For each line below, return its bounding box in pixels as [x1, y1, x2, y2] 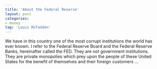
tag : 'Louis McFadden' [5, 25, 51, 30]
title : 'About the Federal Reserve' [5, 7, 79, 12]
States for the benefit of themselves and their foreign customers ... [5, 59, 139, 65]
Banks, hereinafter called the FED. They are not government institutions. [5, 49, 149, 55]
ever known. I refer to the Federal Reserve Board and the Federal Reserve [5, 43, 152, 49]
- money [5, 20, 21, 26]
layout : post [5, 12, 32, 16]
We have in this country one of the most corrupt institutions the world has [5, 38, 153, 44]
